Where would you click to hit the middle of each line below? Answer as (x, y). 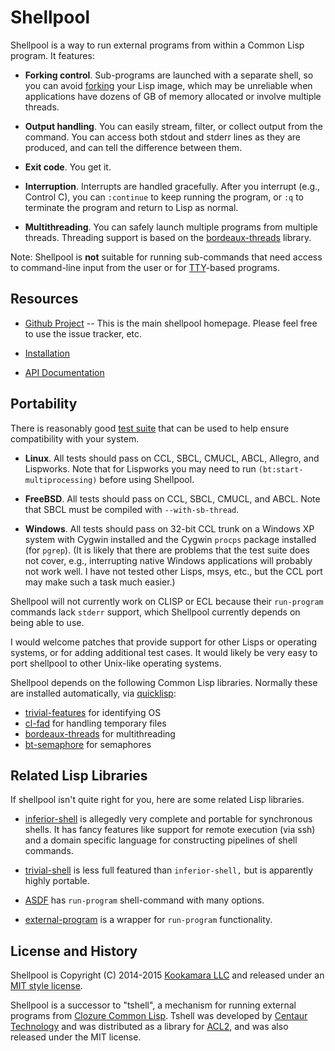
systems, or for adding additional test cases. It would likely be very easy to (164, 652)
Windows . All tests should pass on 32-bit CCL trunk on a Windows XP (169, 528)
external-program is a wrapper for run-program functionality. (148, 920)
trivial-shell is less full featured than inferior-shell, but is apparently (169, 870)
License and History (74, 951)
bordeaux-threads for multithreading (100, 733)
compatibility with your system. (75, 438)
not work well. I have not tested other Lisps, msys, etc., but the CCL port (173, 571)
